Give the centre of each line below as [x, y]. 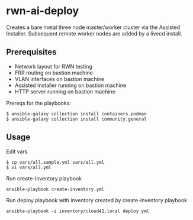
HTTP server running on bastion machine [65, 91]
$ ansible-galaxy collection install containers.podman [76, 114]
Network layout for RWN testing [54, 66]
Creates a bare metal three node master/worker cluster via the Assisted [93, 27]
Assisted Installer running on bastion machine [70, 85]
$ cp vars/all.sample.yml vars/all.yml [55, 162]
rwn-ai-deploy [42, 11]
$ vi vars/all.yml [29, 167]
